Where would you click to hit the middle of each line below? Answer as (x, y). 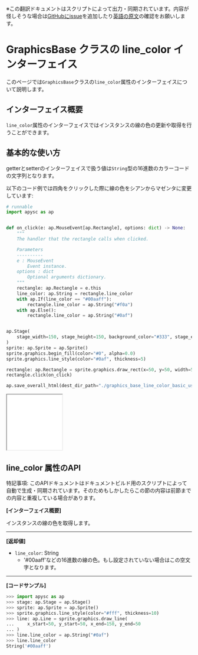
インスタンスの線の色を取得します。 (50, 523)
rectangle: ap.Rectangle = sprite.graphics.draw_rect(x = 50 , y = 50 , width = (99, 369)
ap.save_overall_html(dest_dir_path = (52, 386)
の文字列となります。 (32, 176)
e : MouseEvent (35, 261)
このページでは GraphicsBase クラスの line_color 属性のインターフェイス (92, 82)
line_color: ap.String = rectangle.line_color (75, 294)
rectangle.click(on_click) (39, 375)
